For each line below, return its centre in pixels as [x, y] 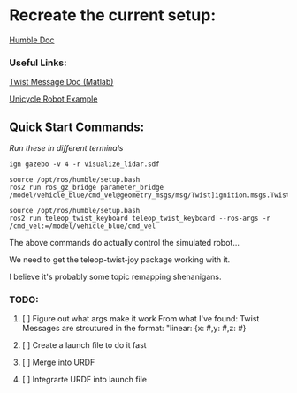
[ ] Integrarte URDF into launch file [84, 380]
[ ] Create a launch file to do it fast [84, 345]
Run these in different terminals [66, 148]
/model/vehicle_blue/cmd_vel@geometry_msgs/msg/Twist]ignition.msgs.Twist [150, 195]
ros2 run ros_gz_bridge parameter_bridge [87, 188]
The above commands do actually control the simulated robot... [125, 243]
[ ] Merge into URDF [58, 362]
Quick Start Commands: [76, 127]
